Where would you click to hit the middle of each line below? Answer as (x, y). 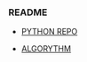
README (28, 12)
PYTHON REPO (49, 32)
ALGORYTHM (46, 49)
